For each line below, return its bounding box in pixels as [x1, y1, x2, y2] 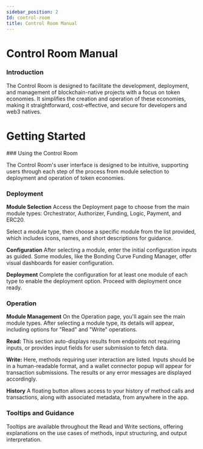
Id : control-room [6, 15, 50, 21]
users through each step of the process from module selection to [6, 168, 170, 175]
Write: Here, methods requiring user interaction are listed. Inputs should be [6, 356, 194, 363]
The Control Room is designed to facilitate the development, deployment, [6, 82, 190, 89]
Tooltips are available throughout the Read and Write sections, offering [6, 423, 184, 430]
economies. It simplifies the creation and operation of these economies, [6, 95, 187, 102]
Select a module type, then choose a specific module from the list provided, [6, 228, 196, 235]
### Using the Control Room [6, 149, 78, 157]
